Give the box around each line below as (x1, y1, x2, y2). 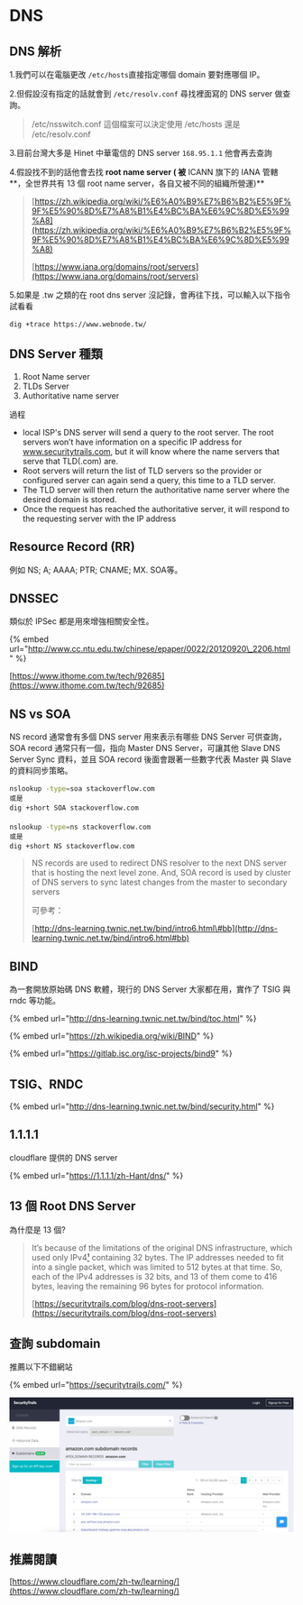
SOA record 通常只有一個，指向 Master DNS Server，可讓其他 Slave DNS (9, 743, 281, 754)
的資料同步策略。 (9, 766, 73, 776)
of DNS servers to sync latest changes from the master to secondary (31, 876, 288, 888)
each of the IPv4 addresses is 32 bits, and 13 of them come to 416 (31, 1270, 278, 1281)
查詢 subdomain (9, 1336, 101, 1352)
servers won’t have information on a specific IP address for (22, 436, 243, 447)
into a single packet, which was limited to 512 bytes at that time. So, (31, 1261, 283, 1272)
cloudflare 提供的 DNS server (9, 1151, 118, 1163)
